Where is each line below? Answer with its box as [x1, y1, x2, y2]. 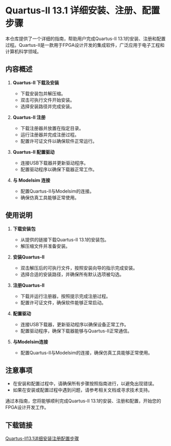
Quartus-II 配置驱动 [12, 148, 55, 155]
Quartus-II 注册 [12, 114, 46, 120]
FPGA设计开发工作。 [5, 404, 49, 411]
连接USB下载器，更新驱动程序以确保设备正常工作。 [20, 321, 129, 327]
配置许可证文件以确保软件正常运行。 [20, 138, 98, 144]
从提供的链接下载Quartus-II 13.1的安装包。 [20, 236, 109, 243]
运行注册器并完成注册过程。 [20, 132, 80, 138]
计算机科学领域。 [5, 48, 42, 54]
